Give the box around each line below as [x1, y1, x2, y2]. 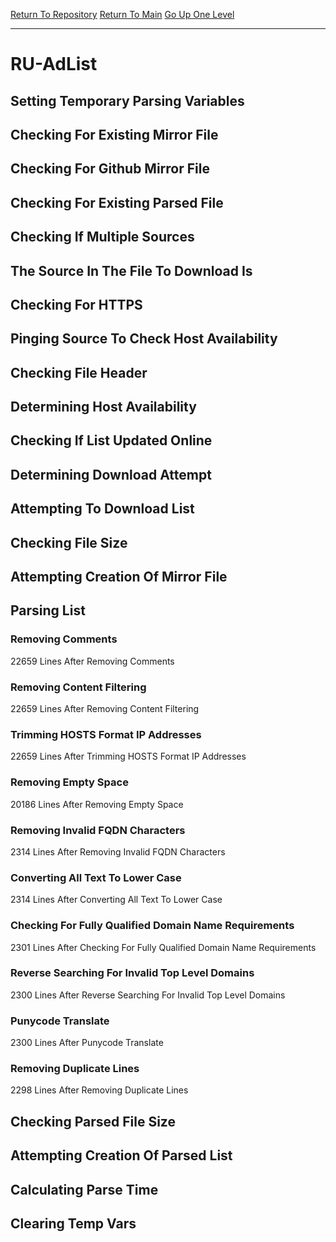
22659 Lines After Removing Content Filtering [10, 703, 200, 715]
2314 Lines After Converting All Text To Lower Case [10, 894, 223, 906]
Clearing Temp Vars [10, 1215, 137, 1232]
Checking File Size [10, 534, 128, 551]
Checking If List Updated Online [10, 432, 213, 449]
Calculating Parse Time [10, 1181, 159, 1198]
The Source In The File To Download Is [10, 262, 253, 279]
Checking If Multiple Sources [10, 229, 195, 246]
